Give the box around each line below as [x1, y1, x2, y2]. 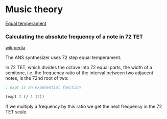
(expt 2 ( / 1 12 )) [5, 94, 44, 100]
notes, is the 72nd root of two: [5, 75, 69, 81]
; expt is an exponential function [5, 85, 81, 90]
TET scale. [5, 108, 28, 115]
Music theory [5, 4, 63, 15]
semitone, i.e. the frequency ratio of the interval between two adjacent [5, 70, 154, 76]
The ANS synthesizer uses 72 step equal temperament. [5, 54, 122, 61]
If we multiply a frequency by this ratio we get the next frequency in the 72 [5, 103, 162, 109]
